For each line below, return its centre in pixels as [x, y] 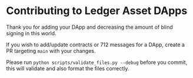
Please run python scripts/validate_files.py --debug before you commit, [97, 62]
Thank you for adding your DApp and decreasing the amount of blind [90, 27]
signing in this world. [31, 33]
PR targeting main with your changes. [51, 50]
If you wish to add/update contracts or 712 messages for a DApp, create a [96, 45]
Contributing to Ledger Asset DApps [97, 11]
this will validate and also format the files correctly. [68, 68]
